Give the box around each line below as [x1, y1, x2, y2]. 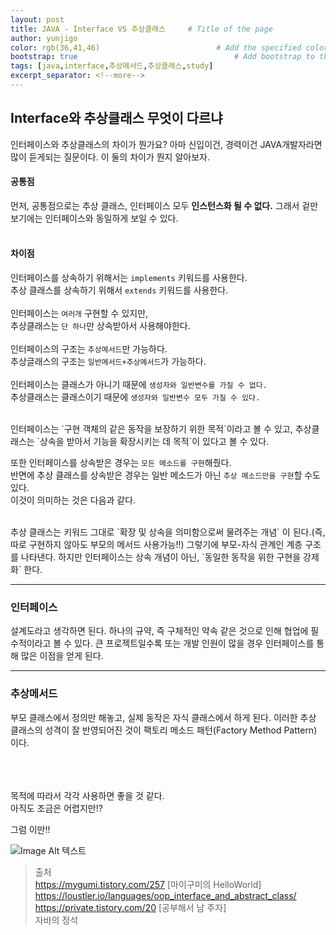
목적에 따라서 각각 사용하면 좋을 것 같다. [10, 789, 165, 801]
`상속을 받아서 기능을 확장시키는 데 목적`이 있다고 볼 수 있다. [36, 436, 270, 448]
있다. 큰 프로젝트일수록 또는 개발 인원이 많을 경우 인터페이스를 [73, 637, 315, 650]
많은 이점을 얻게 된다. [20, 650, 104, 662]
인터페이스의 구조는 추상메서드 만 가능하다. [10, 343, 168, 355]
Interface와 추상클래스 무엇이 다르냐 [10, 110, 223, 127]
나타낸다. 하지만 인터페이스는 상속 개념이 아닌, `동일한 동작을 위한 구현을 [20, 551, 302, 563]
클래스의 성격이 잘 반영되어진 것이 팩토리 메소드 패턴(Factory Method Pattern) [10, 724, 318, 736]
